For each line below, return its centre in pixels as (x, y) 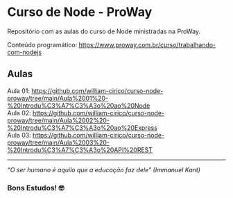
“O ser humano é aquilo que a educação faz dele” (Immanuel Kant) (104, 170)
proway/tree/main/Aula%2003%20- (58, 142)
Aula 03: (19, 135)
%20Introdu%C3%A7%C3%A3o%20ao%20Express (83, 127)
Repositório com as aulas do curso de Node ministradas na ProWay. (104, 31)
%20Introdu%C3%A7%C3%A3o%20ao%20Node (79, 106)
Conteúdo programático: (42, 44)
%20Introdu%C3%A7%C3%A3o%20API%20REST (80, 149)
